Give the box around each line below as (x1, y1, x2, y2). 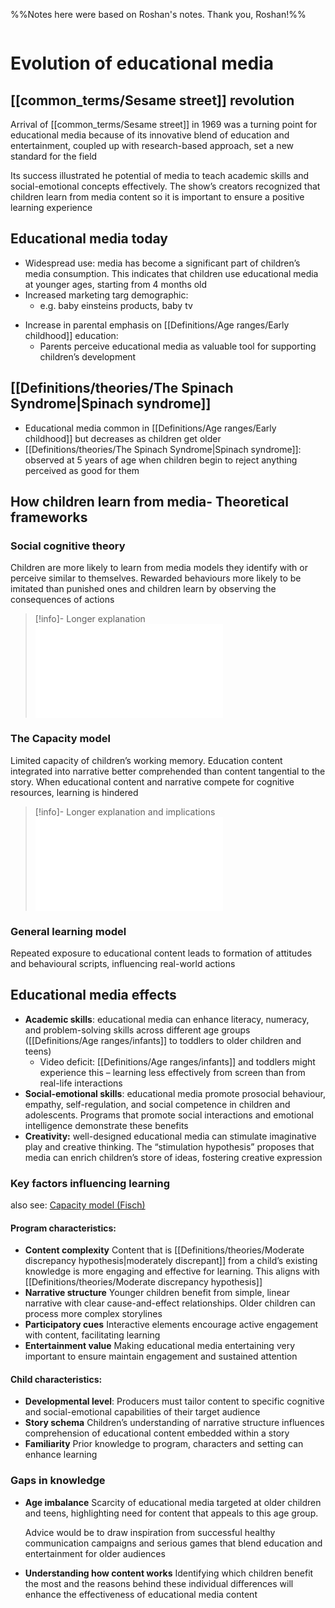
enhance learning (24, 1449, 98, 1461)
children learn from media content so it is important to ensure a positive (10, 191, 305, 203)
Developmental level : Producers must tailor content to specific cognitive (24, 1395, 325, 1408)
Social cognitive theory (10, 539, 126, 553)
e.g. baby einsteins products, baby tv (39, 299, 193, 311)
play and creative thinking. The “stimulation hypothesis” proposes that (24, 1140, 315, 1153)
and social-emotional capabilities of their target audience (24, 1406, 261, 1418)
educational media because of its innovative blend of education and (10, 129, 290, 141)
